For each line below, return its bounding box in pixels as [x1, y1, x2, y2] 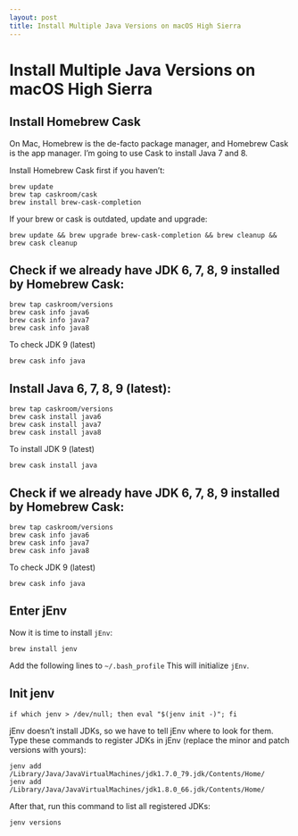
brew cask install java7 [9, 421, 102, 430]
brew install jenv [9, 644, 78, 653]
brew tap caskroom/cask [9, 189, 98, 199]
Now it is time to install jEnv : [9, 627, 113, 638]
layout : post [9, 13, 58, 22]
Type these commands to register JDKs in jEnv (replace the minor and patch [9, 734, 290, 746]
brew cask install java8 [9, 428, 102, 438]
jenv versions [9, 818, 62, 827]
